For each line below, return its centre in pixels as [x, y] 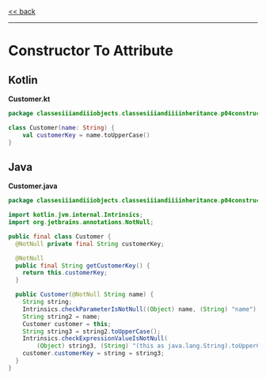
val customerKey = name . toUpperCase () [86, 135]
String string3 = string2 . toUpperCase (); [91, 332]
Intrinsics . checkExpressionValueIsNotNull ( [95, 339]
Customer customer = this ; [67, 324]
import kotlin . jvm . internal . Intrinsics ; [76, 215]
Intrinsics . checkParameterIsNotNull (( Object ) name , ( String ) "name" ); [141, 309]
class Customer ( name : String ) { [61, 127]
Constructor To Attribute [91, 51]
